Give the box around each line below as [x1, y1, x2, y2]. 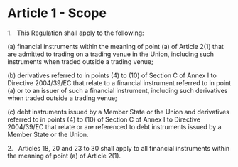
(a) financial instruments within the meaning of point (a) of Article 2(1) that [7, 42, 224, 50]
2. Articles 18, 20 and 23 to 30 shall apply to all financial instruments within [7, 144, 230, 152]
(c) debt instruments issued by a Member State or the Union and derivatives [7, 107, 229, 116]
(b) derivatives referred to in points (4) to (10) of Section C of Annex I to [7, 71, 217, 80]
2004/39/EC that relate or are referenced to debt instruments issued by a [7, 122, 222, 131]
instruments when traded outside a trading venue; [7, 57, 154, 65]
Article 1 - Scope [7, 5, 107, 21]
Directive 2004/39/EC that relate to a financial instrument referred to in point [7, 78, 232, 87]
